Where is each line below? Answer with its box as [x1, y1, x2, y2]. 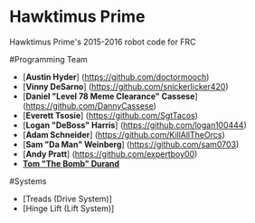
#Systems [9, 175, 47, 187]
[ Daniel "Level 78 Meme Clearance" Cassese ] [22, 91, 198, 102]
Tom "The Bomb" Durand [22, 158, 120, 169]
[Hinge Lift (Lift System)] [22, 202, 115, 214]
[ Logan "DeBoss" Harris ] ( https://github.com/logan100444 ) [22, 120, 247, 131]
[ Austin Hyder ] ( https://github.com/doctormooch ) [22, 71, 210, 82]
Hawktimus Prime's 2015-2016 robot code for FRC [9, 36, 196, 47]
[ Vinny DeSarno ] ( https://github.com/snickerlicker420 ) [22, 81, 229, 92]
